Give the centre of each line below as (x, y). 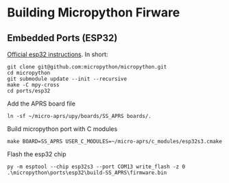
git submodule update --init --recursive (67, 79)
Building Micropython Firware (94, 13)
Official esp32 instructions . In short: (58, 54)
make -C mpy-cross (33, 85)
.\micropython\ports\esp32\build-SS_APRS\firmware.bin (87, 173)
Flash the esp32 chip (37, 154)
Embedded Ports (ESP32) (62, 38)
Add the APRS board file (41, 103)
